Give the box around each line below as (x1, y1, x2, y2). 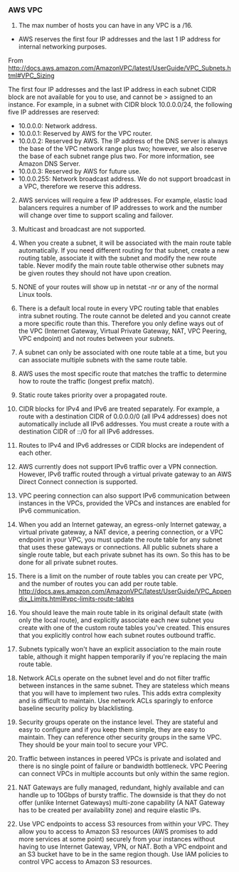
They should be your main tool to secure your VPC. (18, 740, 169, 749)
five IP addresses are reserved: (8, 108, 100, 117)
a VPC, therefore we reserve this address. (18, 182, 142, 191)
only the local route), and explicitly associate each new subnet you (18, 616, 214, 624)
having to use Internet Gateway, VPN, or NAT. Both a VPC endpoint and (18, 842, 228, 851)
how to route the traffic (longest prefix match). (18, 377, 155, 386)
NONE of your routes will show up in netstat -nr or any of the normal (18, 283, 219, 291)
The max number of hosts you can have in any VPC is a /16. (18, 21, 193, 30)
